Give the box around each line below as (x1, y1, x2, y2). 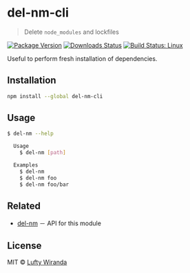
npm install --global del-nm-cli (7, 93, 103, 100)
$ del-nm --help (7, 130, 54, 138)
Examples (13, 162, 39, 169)
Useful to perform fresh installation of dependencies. (7, 54, 158, 63)
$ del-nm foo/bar (19, 181, 70, 188)
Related (7, 200, 41, 211)
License (7, 240, 42, 252)
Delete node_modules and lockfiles (23, 28, 119, 36)
